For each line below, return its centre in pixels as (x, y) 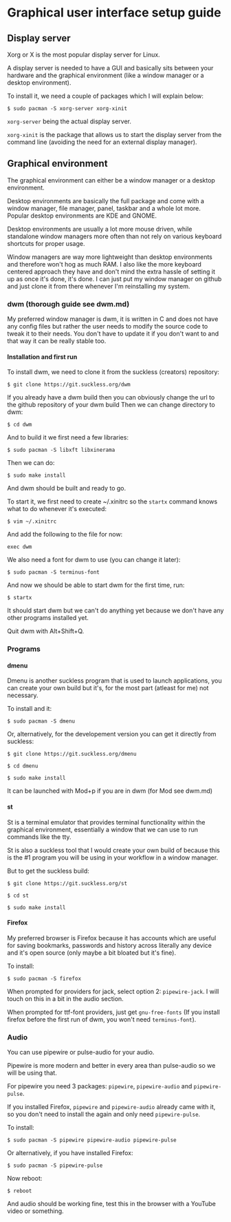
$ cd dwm (20, 425)
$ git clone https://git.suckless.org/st (67, 883)
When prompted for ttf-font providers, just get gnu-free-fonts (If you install (113, 1012)
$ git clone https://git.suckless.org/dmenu (72, 754)
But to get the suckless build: (48, 871)
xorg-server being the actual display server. (69, 121)
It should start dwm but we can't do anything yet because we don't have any (115, 610)
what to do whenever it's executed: (57, 509)
